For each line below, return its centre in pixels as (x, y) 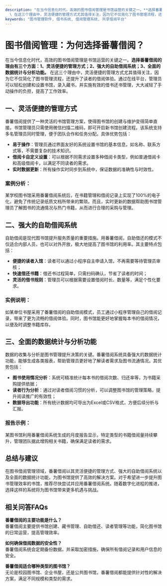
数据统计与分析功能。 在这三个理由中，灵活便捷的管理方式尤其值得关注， (80, 72)
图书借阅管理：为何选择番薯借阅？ (75, 45)
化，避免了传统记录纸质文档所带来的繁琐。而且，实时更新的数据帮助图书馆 (81, 201)
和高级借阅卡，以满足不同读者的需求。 (51, 163)
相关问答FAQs (27, 507)
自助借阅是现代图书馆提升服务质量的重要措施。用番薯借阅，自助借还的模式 (81, 238)
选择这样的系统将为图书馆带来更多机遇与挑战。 (53, 490)
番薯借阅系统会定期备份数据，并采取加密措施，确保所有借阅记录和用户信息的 (83, 550)
